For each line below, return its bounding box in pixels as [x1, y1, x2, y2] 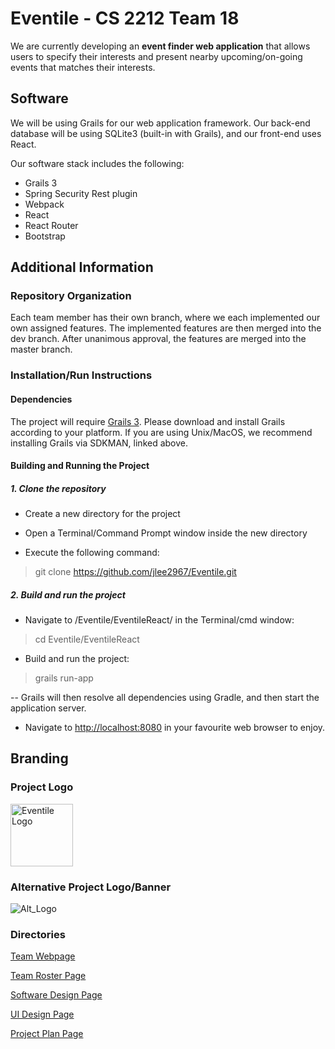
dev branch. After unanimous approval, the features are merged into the [10, 333, 307, 345]
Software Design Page [10, 989, 103, 1001]
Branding [10, 750, 69, 767]
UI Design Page [10, 1008, 75, 1021]
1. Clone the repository [10, 482, 107, 494]
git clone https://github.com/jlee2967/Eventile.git [34, 566, 237, 578]
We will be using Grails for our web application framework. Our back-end [10, 117, 311, 129]
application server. [10, 702, 87, 714]
